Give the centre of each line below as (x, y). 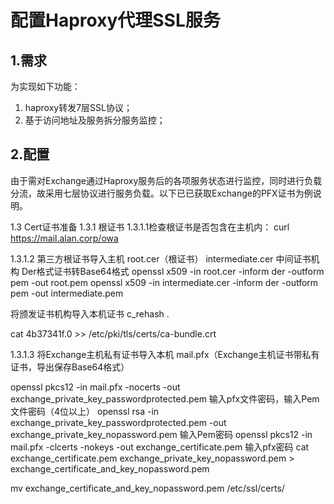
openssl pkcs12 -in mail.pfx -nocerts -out (95, 387)
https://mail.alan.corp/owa (64, 238)
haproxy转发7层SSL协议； (78, 107)
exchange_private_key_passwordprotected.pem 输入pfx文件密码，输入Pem (165, 398)
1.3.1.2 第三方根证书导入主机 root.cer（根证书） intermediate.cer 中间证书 (161, 258)
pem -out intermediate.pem (67, 293)
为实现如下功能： (45, 86)
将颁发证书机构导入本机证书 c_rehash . (90, 313)
